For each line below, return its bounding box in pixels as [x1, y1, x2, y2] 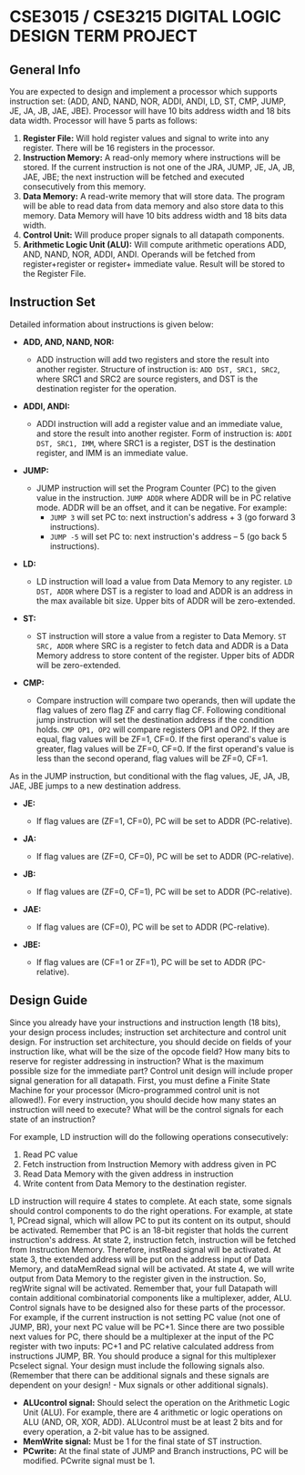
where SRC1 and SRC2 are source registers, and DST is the [36, 373, 259, 384]
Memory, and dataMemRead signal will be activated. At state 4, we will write [9, 1263, 295, 1274]
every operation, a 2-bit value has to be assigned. [22, 1426, 209, 1437]
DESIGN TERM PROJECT [9, 25, 198, 46]
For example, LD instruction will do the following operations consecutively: [9, 1131, 289, 1142]
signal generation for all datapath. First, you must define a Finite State [9, 1074, 270, 1085]
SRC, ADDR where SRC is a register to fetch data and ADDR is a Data [36, 640, 289, 651]
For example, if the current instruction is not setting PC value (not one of [9, 1311, 280, 1322]
